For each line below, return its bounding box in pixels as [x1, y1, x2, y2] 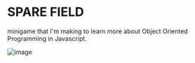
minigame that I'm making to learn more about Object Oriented [7, 27, 188, 35]
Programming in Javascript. [7, 34, 88, 42]
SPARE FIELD [7, 4, 84, 20]
